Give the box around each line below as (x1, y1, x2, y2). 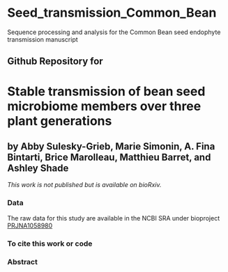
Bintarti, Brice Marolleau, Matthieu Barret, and (7, 151, 211, 163)
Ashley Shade (7, 162, 69, 174)
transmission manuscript (7, 35, 78, 43)
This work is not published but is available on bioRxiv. (7, 181, 162, 189)
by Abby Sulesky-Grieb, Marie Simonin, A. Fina (7, 141, 215, 152)
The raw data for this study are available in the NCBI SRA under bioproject (7, 214, 220, 222)
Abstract (7, 257, 38, 267)
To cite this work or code (7, 239, 93, 248)
